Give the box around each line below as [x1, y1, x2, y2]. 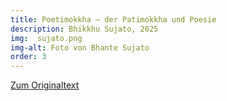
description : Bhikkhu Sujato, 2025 [10, 24, 159, 34]
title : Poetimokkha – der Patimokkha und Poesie [10, 14, 217, 25]
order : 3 [10, 52, 47, 62]
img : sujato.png [10, 33, 83, 43]
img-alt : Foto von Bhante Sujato [10, 42, 150, 53]
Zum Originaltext [10, 79, 80, 91]
